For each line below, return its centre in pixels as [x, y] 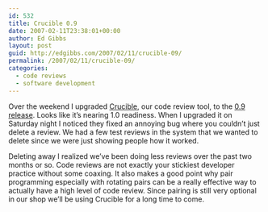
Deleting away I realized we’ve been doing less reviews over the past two [130, 156]
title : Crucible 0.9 [43, 23]
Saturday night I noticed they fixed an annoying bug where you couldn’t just [134, 123]
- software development [55, 83]
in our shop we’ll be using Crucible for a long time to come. [106, 199]
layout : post [30, 46]
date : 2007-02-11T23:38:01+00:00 [65, 31]
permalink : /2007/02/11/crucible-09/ [72, 61]
